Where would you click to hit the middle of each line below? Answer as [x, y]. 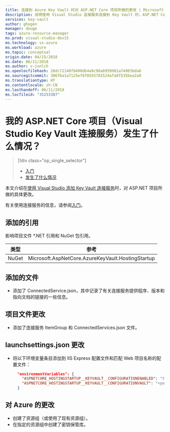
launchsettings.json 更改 [45, 345]
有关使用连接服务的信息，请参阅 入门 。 [45, 205]
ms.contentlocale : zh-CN [31, 85]
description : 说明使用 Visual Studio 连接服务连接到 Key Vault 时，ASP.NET [82, 15]
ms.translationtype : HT [30, 80]
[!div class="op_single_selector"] [52, 161]
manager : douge [21, 29]
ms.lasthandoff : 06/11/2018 [35, 90]
